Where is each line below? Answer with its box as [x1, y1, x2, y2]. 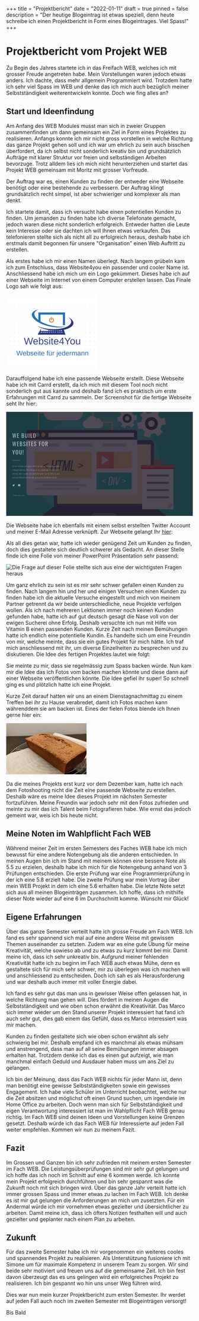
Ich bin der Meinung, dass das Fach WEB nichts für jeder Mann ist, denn [6, 1075, 182, 1083]
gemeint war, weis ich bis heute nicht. [6, 812, 98, 819]
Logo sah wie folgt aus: [6, 283, 63, 290]
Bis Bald [6, 1309, 26, 1316]
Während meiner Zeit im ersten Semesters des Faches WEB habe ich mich [6, 844, 188, 852]
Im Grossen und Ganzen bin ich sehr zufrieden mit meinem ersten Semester [6, 1159, 191, 1166]
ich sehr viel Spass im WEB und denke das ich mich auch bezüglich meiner [6, 83, 190, 90]
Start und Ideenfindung [6, 107, 94, 117]
